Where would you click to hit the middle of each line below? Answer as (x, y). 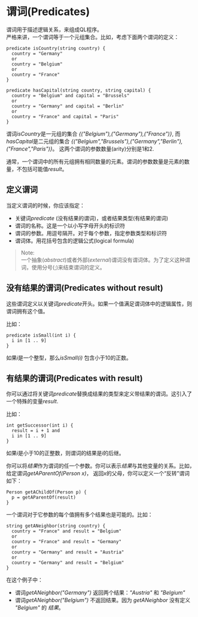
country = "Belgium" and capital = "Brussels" (71, 95)
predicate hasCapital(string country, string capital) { (79, 90)
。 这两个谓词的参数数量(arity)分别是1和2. (103, 149)
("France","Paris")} (29, 149)
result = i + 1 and (36, 431)
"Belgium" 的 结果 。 (39, 608)
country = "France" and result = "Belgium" (66, 531)
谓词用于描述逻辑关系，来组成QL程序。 (54, 29)
